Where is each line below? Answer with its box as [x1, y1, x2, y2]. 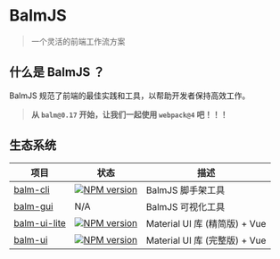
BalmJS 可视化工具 [145, 200, 226, 213]
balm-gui [13, 200, 54, 213]
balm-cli [13, 183, 51, 196]
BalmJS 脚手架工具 [145, 184, 226, 196]
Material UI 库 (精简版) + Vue [145, 217, 267, 230]
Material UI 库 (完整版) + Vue [145, 234, 267, 246]
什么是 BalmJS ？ [9, 64, 105, 80]
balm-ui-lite [13, 216, 67, 229]
